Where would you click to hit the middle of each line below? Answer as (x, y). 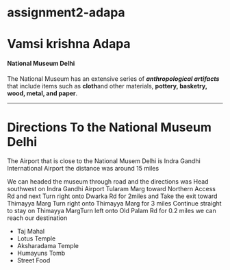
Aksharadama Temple (48, 245)
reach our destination (37, 218)
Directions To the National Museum (110, 127)
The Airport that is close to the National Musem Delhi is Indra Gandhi (104, 161)
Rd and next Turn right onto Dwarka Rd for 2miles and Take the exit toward (112, 196)
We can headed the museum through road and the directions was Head (108, 181)
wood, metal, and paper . (42, 93)
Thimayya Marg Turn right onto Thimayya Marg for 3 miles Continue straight (114, 203)
